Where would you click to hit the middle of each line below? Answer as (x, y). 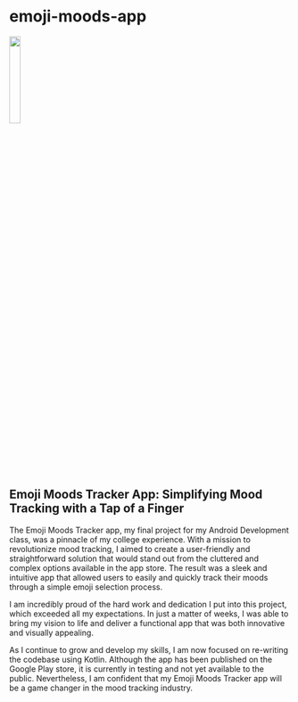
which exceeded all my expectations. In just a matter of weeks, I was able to (149, 614)
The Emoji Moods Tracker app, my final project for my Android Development (149, 530)
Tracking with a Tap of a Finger (97, 509)
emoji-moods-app (78, 17)
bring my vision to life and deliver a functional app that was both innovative (147, 623)
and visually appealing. (51, 632)
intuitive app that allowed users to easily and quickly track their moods (139, 577)
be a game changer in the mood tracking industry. (101, 688)
